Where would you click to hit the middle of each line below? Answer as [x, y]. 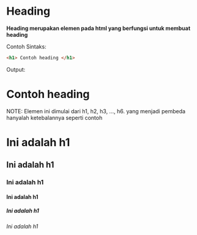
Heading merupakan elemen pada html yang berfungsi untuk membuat [98, 28]
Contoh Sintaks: [27, 47]
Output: [16, 69]
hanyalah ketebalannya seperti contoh [54, 117]
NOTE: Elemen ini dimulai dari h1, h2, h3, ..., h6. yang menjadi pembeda [96, 111]
